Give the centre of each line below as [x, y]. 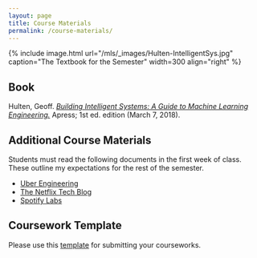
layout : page [30, 16]
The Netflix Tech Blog [56, 192]
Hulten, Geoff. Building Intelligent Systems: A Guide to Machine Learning [128, 107]
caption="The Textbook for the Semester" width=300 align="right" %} [125, 62]
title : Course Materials [50, 23]
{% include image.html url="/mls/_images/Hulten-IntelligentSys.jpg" [121, 54]
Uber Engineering [49, 183]
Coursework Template [65, 226]
